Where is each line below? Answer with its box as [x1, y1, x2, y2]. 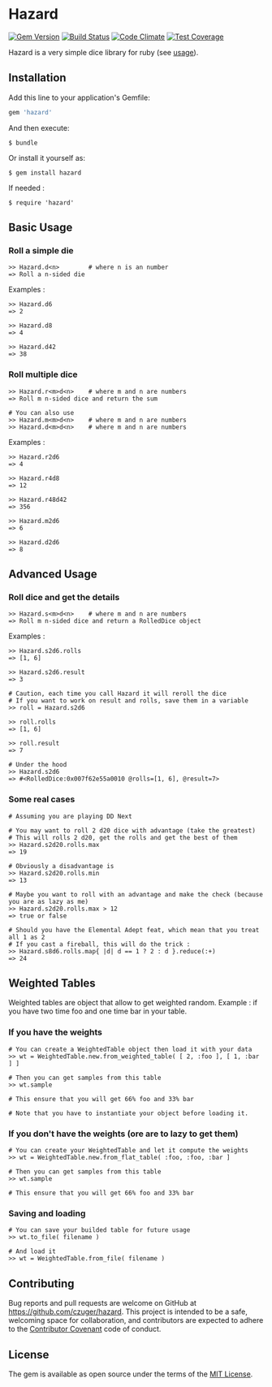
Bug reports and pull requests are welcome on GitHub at [8, 1298, 197, 1308]
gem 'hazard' [8, 108, 53, 116]
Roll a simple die [8, 244, 75, 256]
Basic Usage [8, 221, 73, 235]
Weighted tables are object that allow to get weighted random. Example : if [8, 998, 258, 1008]
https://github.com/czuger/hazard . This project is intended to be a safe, [8, 1307, 248, 1316]
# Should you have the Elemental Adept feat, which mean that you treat [8, 926, 260, 934]
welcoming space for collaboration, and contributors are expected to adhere [8, 1316, 264, 1325]
